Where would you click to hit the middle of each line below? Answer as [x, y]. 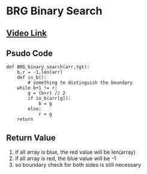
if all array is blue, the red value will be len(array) [75, 152]
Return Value [31, 138]
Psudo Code [29, 53]
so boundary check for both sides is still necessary [78, 165]
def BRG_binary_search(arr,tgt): [48, 67]
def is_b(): [32, 78]
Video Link [26, 33]
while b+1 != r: [37, 88]
